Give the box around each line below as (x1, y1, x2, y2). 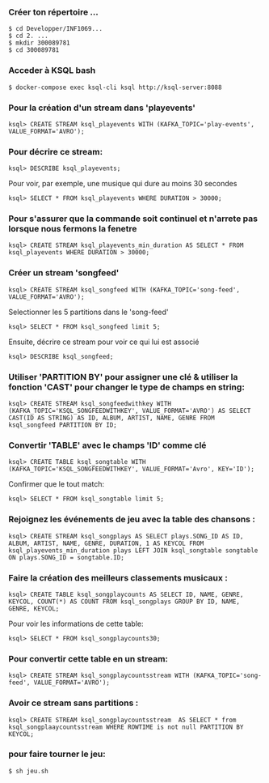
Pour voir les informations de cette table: (8, 619, 144, 628)
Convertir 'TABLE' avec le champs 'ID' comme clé (8, 440, 207, 451)
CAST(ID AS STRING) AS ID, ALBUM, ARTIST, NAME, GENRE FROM (8, 414, 216, 423)
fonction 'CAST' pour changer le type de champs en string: (8, 381, 245, 393)
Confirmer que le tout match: (8, 479, 105, 489)
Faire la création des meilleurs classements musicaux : (8, 572, 228, 583)
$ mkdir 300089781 (8, 39, 70, 47)
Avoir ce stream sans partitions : (8, 697, 139, 709)
